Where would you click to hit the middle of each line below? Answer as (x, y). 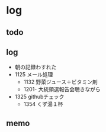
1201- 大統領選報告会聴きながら (62, 89)
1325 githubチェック (39, 97)
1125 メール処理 (34, 75)
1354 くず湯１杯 (43, 104)
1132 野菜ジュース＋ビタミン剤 (60, 82)
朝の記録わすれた (36, 67)
